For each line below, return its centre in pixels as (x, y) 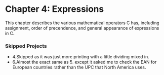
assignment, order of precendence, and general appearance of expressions (82, 28)
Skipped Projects (26, 46)
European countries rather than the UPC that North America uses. (79, 67)
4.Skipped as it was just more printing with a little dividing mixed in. (81, 57)
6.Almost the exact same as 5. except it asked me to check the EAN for (84, 62)
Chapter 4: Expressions (55, 9)
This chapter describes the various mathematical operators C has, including (82, 23)
